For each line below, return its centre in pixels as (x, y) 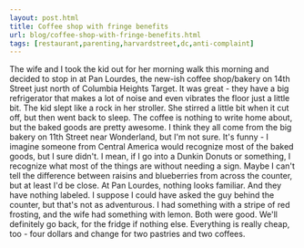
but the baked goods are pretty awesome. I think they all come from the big (151, 128)
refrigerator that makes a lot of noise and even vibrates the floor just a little (150, 98)
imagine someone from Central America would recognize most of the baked (152, 147)
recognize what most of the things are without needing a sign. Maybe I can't (152, 166)
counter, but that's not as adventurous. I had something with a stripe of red (150, 205)
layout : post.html (44, 18)
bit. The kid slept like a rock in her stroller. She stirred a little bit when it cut (149, 108)
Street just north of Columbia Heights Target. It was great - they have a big (149, 88)
